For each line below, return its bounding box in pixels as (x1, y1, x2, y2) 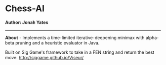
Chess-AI (5, 3, 45, 14)
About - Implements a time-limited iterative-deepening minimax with (5, 35, 145, 41)
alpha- (145, 35, 159, 41)
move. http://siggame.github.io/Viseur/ (5, 55, 84, 61)
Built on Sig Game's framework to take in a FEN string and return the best (5, 49, 155, 55)
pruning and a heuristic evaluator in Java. (15, 40, 100, 46)
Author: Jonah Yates (5, 19, 48, 25)
